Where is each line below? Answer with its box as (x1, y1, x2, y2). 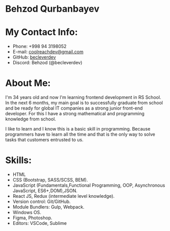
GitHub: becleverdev (12, 54, 56, 60)
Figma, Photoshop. (12, 215, 52, 221)
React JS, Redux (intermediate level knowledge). (12, 193, 115, 199)
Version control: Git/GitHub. (12, 198, 71, 204)
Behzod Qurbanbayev (5, 3, 100, 15)
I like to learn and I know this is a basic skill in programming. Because (5, 126, 151, 132)
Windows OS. (12, 210, 42, 215)
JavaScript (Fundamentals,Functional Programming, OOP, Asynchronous (12, 182, 165, 188)
